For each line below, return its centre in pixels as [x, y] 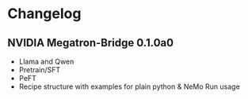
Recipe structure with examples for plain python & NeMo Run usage [130, 86]
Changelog [44, 14]
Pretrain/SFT [40, 70]
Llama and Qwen [46, 61]
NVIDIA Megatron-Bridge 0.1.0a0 [91, 43]
